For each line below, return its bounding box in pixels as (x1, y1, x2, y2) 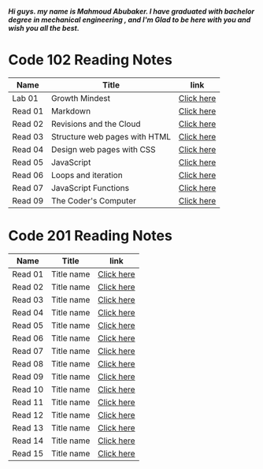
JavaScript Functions (50, 182, 130, 193)
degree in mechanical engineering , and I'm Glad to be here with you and (8, 15, 251, 24)
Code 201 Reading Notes (8, 227, 173, 245)
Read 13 (12, 422, 44, 433)
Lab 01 (12, 92, 39, 103)
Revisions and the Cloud (50, 118, 141, 129)
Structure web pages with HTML (50, 131, 172, 142)
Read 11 (12, 396, 44, 408)
